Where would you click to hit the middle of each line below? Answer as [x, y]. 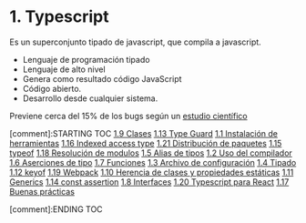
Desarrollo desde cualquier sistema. [90, 98]
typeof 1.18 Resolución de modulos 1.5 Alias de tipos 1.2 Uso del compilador [151, 153]
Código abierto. [52, 88]
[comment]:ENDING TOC [56, 209]
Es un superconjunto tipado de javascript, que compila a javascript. [135, 42]
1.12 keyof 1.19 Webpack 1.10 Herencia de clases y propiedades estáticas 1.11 [152, 172]
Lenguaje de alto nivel [64, 69]
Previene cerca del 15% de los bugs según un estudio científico [128, 116]
